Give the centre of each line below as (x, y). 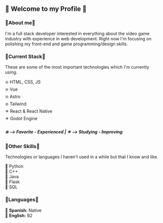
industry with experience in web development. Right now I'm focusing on (78, 38)
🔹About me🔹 (20, 23)
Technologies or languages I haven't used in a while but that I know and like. (82, 157)
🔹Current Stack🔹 (25, 56)
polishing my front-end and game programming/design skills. (67, 44)
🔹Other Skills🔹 (22, 146)
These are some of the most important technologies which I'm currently (77, 67)
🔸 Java (12, 177)
